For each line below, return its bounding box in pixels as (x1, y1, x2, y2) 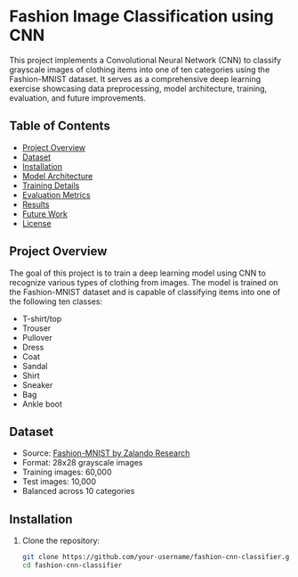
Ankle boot (21, 399, 62, 409)
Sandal (21, 360, 48, 371)
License (21, 218, 52, 228)
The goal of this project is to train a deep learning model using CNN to (9, 268, 267, 278)
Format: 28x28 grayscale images (21, 457, 143, 468)
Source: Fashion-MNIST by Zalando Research (21, 448, 190, 458)
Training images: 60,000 (21, 466, 112, 478)
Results (21, 199, 50, 210)
